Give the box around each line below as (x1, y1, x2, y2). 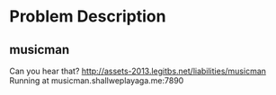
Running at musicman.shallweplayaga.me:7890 (9, 75, 184, 86)
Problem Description (9, 6, 166, 27)
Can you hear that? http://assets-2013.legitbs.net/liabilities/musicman (9, 65, 267, 76)
